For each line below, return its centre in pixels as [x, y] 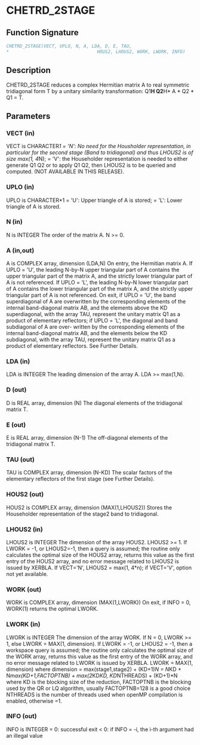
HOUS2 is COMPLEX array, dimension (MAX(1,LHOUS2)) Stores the [89, 507]
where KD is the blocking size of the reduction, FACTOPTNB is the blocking [99, 682]
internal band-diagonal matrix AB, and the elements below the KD [87, 333]
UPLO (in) [20, 187]
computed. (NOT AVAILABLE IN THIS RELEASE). [65, 171]
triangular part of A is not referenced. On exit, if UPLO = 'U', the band [91, 295]
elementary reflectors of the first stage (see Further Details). [81, 479]
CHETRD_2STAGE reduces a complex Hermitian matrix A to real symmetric [98, 85]
